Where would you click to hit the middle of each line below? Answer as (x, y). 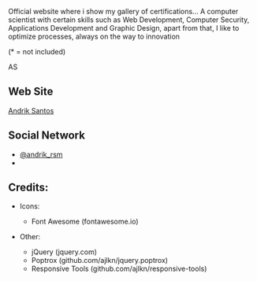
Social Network (47, 136)
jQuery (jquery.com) (64, 252)
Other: (30, 237)
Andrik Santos (31, 110)
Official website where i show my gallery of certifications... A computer (123, 11)
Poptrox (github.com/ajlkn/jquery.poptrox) (99, 261)
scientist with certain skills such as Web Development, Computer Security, (129, 20)
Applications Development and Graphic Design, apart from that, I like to (124, 28)
